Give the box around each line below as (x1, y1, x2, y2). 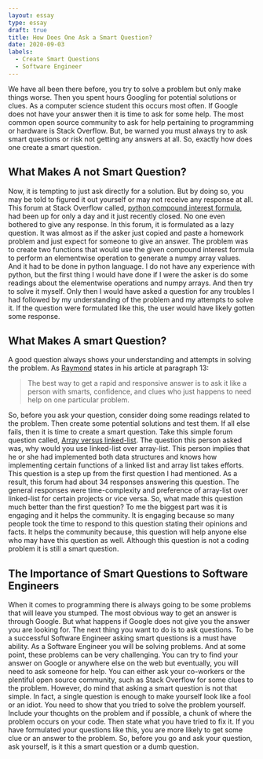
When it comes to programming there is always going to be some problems (8, 600, 251, 610)
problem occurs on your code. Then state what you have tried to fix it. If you (8, 717, 254, 727)
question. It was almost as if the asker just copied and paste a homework (8, 228, 244, 237)
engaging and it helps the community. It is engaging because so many (8, 511, 235, 520)
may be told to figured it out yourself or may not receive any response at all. (8, 194, 254, 204)
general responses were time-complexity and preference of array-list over (8, 486, 249, 495)
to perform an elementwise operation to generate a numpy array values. (8, 253, 241, 262)
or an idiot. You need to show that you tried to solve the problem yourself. (8, 700, 246, 709)
